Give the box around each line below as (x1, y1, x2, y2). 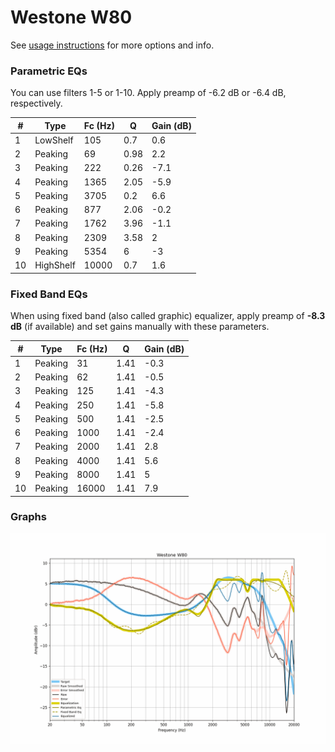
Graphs (10, 510, 47, 524)
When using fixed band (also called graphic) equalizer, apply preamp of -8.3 (10, 310, 326, 322)
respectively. (10, 97, 63, 110)
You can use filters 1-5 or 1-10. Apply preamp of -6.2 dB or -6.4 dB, (10, 87, 287, 99)
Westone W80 (10, 6, 133, 29)
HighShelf (34, 259, 76, 271)
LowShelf (34, 134, 74, 146)
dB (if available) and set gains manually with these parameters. (10, 321, 270, 333)
